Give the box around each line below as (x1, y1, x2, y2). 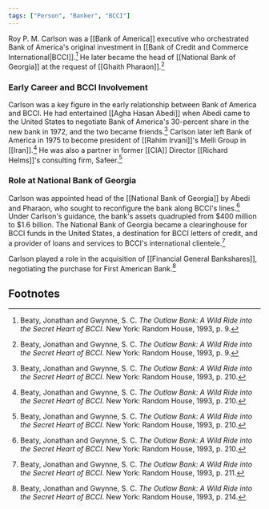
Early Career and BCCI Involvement (8, 82, 148, 93)
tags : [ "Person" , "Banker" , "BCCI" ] (8, 11, 130, 20)
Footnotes (8, 287, 60, 300)
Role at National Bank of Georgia (8, 175, 137, 186)
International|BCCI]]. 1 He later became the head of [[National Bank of (8, 50, 236, 62)
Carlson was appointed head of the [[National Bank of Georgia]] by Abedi (8, 193, 251, 202)
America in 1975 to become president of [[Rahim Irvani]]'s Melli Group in (8, 135, 247, 145)
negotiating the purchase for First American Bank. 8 (8, 262, 177, 273)
